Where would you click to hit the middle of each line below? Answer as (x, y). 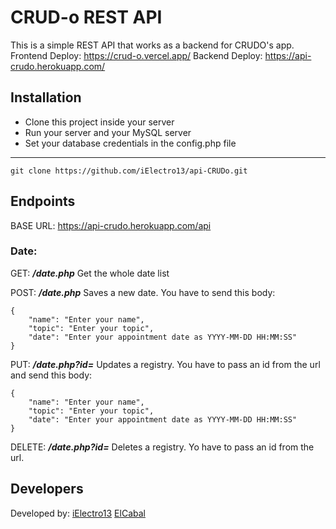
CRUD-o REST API (86, 17)
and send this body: (51, 375)
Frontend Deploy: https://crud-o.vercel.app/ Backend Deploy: (136, 55)
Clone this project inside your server (99, 122)
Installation (46, 97)
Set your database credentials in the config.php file (130, 143)
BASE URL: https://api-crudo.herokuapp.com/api (111, 225)
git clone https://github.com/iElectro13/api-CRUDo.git (129, 171)
